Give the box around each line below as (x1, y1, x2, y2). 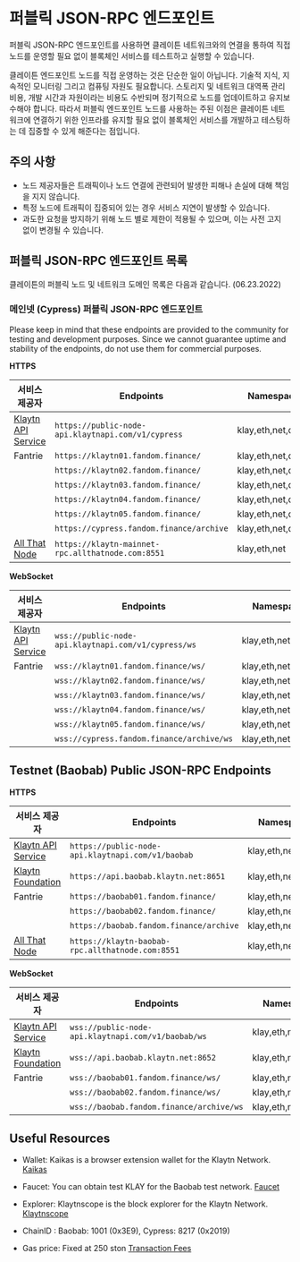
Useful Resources (9, 1131, 111, 1147)
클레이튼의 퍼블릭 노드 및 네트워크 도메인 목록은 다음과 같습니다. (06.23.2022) (9, 278, 281, 289)
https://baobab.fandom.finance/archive (70, 920, 239, 931)
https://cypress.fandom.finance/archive (54, 523, 229, 533)
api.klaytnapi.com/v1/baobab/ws (70, 1031, 207, 1041)
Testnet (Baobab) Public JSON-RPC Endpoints (9, 763, 272, 779)
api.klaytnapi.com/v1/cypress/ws (54, 639, 196, 650)
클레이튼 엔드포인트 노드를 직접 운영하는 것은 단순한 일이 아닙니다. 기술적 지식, (9, 69, 281, 81)
